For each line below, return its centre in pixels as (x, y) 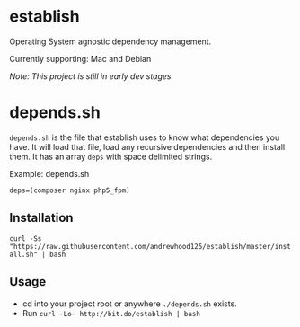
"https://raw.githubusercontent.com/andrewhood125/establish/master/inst (150, 246)
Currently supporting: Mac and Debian (80, 58)
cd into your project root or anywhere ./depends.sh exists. (130, 304)
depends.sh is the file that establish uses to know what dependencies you (145, 137)
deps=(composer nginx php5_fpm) (70, 190)
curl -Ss (26, 239)
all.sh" (24, 254)
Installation (41, 218)
